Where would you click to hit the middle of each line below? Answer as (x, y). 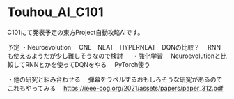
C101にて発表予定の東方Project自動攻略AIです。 (76, 32)
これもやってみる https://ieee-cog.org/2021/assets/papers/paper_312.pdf (116, 88)
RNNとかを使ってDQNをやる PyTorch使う (88, 64)
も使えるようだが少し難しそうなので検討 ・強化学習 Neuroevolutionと (114, 56)
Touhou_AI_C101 (55, 12)
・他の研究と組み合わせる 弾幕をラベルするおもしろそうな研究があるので (115, 79)
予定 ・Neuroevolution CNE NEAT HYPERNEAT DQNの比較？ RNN (114, 47)
